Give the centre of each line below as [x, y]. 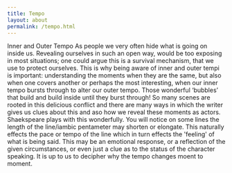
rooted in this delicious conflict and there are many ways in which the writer [115, 105]
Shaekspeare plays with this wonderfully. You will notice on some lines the [113, 120]
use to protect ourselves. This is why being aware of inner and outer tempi [113, 68]
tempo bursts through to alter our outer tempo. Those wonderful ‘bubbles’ [113, 90]
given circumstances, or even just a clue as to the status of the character [111, 149]
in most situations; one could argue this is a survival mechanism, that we [111, 61]
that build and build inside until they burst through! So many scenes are [109, 98]
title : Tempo [26, 13]
